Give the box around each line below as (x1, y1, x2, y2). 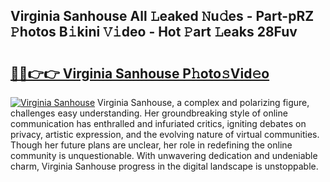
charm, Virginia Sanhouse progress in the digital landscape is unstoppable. (10, 160, 319, 172)
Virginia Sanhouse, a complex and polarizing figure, (97, 97, 310, 108)
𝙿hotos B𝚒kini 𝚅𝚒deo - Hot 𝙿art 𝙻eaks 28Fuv (10, 24, 298, 41)
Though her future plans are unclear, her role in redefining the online (10, 139, 293, 151)
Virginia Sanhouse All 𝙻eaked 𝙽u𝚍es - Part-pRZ (10, 8, 315, 25)
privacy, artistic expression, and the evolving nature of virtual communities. (10, 129, 320, 140)
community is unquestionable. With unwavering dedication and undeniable (10, 150, 318, 161)
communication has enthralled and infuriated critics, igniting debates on (10, 118, 307, 129)
